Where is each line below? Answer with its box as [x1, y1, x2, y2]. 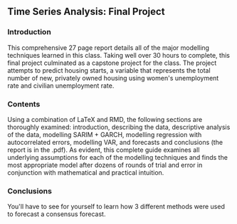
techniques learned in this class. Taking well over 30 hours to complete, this [7, 51, 230, 59]
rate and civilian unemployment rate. [7, 81, 115, 90]
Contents [7, 99, 41, 109]
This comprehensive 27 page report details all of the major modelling [7, 43, 210, 52]
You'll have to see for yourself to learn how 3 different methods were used [7, 203, 226, 211]
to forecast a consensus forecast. [7, 210, 106, 218]
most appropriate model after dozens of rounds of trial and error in [7, 161, 203, 169]
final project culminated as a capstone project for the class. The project [7, 58, 217, 67]
